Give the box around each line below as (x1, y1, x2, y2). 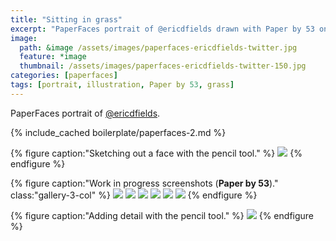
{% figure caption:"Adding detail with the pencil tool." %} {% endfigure (10, 209, 315, 221)
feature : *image (19, 52, 87, 62)
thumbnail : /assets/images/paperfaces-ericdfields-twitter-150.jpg (19, 61, 307, 71)
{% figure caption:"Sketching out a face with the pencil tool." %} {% (10, 147, 303, 159)
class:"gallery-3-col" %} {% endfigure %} (10, 189, 258, 201)
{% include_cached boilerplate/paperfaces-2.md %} (10, 126, 227, 138)
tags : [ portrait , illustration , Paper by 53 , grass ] (10, 80, 235, 90)
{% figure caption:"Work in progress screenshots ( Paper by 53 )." (10, 177, 279, 189)
